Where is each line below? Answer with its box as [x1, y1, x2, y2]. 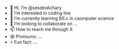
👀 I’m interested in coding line [9, 10, 71, 16]
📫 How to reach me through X [9, 26, 73, 32]
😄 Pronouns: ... [9, 33, 42, 39]
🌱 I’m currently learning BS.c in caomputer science [9, 15, 115, 21]
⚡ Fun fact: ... [9, 39, 37, 45]
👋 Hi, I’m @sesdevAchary [9, 5, 62, 10]
